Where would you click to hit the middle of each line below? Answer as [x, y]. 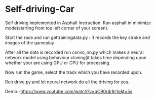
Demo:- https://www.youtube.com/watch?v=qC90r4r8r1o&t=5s [69, 91]
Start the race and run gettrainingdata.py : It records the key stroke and [78, 37]
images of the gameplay [30, 42]
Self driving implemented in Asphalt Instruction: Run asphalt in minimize [78, 23]
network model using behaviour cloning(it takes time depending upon [76, 57]
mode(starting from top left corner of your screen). [57, 28]
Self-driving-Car [40, 9]
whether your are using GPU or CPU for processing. [58, 63]
